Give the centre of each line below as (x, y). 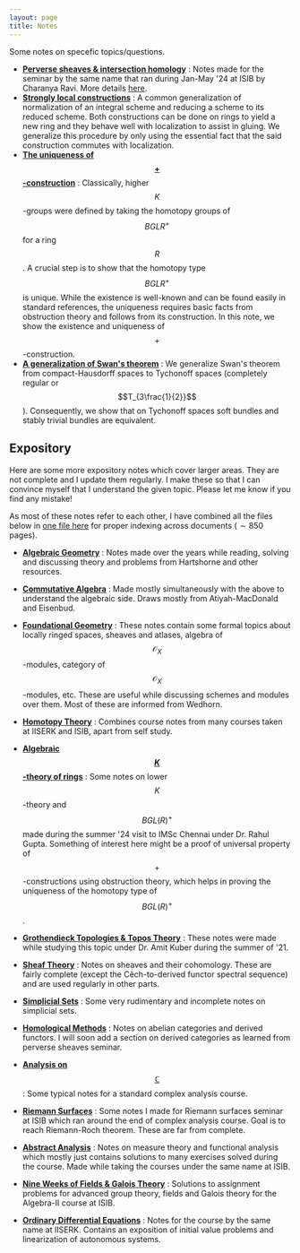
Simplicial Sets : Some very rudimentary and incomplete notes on (144, 1001)
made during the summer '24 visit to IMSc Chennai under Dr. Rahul (146, 834)
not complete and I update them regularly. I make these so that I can (135, 480)
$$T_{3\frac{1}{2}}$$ (157, 396)
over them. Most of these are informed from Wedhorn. (122, 704)
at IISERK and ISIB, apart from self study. (97, 731)
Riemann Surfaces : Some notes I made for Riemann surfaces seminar (153, 1110)
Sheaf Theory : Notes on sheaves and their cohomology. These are (147, 964)
